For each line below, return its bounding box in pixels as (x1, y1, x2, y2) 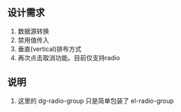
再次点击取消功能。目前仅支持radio (17, 53, 121, 62)
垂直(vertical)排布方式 (17, 45, 82, 53)
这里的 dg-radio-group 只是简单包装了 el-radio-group (17, 96, 174, 105)
